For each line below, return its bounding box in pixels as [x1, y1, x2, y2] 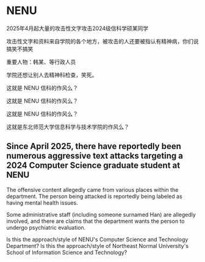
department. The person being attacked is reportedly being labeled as [6, 192, 182, 200]
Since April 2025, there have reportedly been [6, 141, 181, 151]
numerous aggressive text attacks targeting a [6, 151, 184, 161]
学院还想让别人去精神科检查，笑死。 [6, 71, 98, 78]
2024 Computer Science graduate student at [6, 160, 181, 171]
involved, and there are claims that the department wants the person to [6, 217, 185, 225]
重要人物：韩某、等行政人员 [6, 58, 76, 65]
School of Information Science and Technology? [6, 249, 128, 256]
